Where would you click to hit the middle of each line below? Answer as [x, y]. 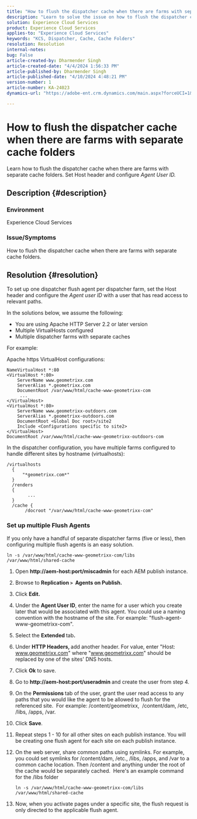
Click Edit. [27, 594]
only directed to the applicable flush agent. [67, 810]
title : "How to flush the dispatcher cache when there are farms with [94, 11]
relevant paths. [25, 302]
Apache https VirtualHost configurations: [56, 359]
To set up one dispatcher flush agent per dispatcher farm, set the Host [92, 289]
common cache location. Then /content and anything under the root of [100, 765]
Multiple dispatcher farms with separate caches [72, 337]
